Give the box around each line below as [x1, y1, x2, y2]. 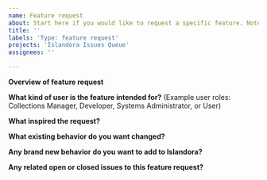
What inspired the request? [8, 117, 101, 125]
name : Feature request [8, 11, 83, 20]
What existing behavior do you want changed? [8, 132, 165, 141]
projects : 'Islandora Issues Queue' [8, 41, 130, 49]
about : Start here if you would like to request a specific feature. [8, 19, 244, 27]
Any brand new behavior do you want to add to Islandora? [8, 147, 203, 156]
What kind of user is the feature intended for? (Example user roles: [8, 93, 231, 101]
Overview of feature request [8, 77, 104, 86]
